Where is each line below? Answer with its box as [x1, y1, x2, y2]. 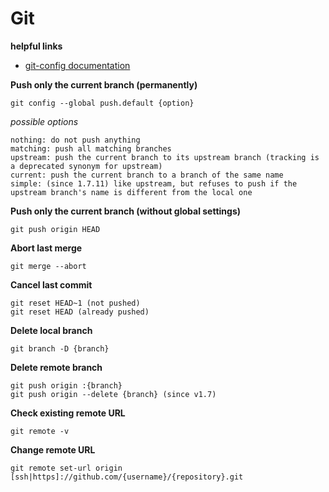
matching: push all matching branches [10, 143, 172, 154]
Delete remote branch [10, 361, 103, 373]
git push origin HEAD [10, 224, 101, 234]
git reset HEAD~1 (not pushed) [10, 298, 141, 308]
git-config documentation [24, 59, 131, 71]
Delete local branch [10, 324, 93, 336]
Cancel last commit [10, 278, 93, 291]
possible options [10, 115, 79, 127]
